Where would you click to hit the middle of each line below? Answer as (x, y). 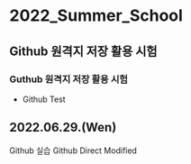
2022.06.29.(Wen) (63, 128)
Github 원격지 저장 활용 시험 (83, 51)
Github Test (44, 99)
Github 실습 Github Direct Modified (73, 150)
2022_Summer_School (96, 16)
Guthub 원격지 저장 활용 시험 (69, 79)
